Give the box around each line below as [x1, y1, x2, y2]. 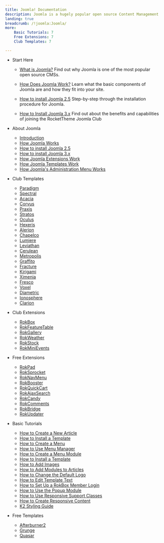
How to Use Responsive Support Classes [19, 492, 102, 498]
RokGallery [19, 329, 42, 335]
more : [5, 26, 16, 30]
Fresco [19, 279, 34, 285]
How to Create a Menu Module [19, 451, 82, 457]
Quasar [19, 532, 34, 538]
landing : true [5, 16, 34, 21]
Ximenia [19, 273, 36, 280]
